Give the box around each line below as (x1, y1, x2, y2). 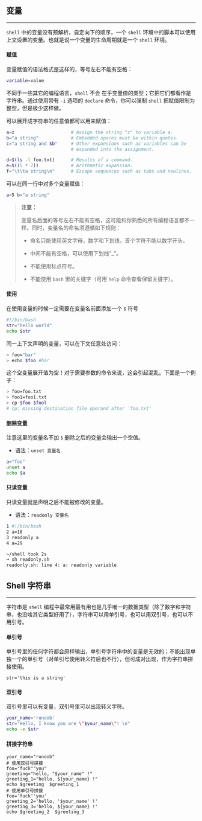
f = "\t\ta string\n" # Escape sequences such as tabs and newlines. (6, 168, 192, 174)
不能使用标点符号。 (29, 262, 78, 270)
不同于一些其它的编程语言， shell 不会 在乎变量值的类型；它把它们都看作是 (6, 89, 191, 97)
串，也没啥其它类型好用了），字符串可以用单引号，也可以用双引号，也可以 (6, 610, 188, 618)
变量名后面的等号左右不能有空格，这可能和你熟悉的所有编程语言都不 (20, 216, 190, 223)
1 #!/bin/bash (6, 523, 42, 529)
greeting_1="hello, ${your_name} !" (6, 776, 98, 782)
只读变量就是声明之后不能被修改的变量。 (6, 499, 106, 505)
